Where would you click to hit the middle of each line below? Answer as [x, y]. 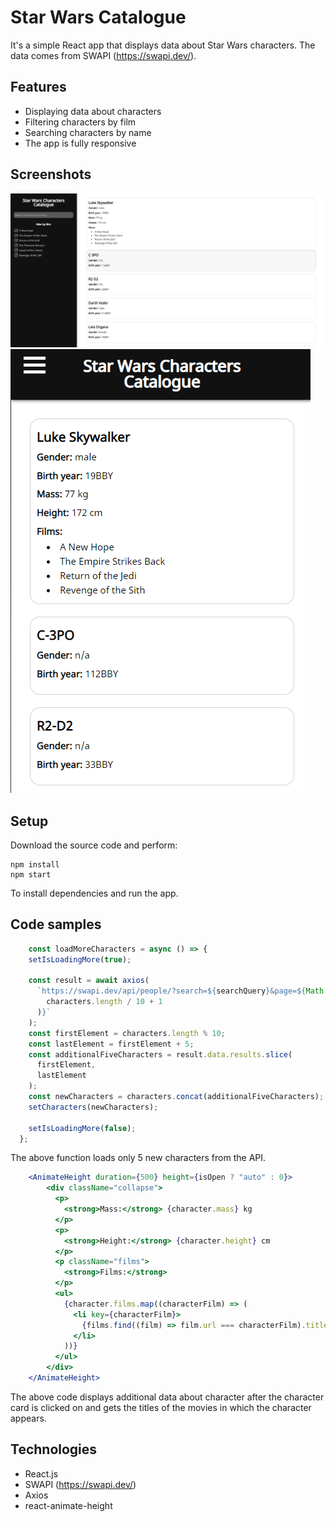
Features [38, 87]
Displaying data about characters [93, 111]
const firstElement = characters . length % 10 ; [127, 1033]
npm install [35, 864]
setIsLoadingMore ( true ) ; [80, 959]
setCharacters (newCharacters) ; [93, 1107]
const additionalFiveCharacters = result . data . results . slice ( [160, 1054]
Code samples [56, 924]
